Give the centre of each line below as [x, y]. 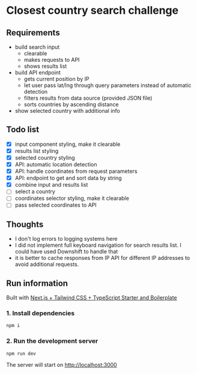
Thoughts [25, 224]
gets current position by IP [56, 79]
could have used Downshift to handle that [66, 252]
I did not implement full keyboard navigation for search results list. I [98, 245]
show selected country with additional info [67, 111]
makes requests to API [52, 60]
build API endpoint [38, 72]
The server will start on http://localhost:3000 [62, 365]
